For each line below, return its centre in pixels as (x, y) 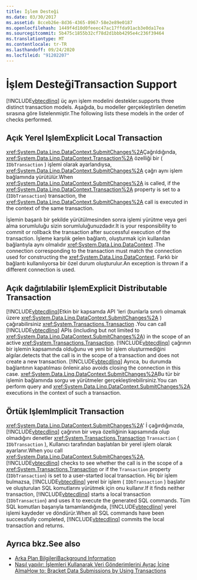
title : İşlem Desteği (33, 11)
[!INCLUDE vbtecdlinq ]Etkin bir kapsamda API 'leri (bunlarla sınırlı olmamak (96, 312)
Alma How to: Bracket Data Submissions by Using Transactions (90, 571)
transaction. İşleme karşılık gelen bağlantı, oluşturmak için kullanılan (88, 238)
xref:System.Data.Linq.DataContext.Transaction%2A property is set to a (93, 189)
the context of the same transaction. (50, 208)
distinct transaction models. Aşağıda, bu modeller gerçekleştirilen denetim (96, 107)
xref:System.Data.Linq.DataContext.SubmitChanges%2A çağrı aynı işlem (94, 171)
